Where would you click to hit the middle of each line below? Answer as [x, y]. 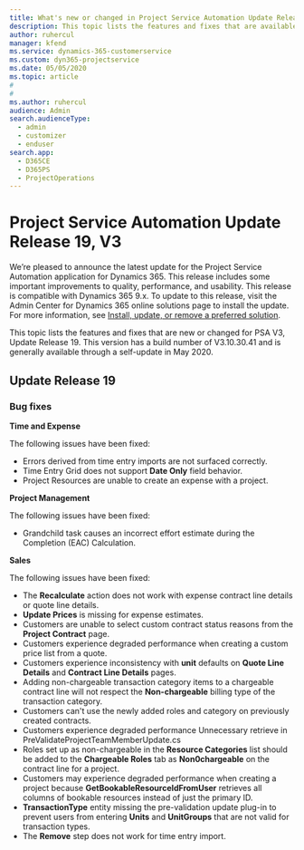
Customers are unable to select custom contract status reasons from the [158, 624]
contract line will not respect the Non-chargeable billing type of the [149, 691]
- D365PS [34, 169]
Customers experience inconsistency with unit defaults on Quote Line [153, 662]
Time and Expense [45, 426]
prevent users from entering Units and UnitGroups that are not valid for [156, 816]
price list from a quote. [65, 652]
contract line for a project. [71, 768]
